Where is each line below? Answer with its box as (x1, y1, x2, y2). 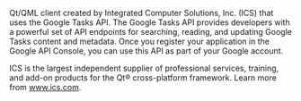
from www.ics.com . (9, 82, 82, 92)
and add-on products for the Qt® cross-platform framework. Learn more (9, 72, 277, 83)
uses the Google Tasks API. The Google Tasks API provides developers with (9, 17, 290, 28)
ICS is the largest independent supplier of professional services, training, (9, 63, 279, 73)
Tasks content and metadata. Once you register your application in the (9, 36, 270, 46)
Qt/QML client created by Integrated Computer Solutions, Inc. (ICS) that (9, 8, 274, 18)
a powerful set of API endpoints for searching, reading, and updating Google (9, 27, 292, 37)
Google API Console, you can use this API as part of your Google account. (9, 46, 284, 56)
